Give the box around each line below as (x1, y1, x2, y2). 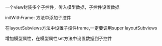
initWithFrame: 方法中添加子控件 (5, 15, 71, 21)
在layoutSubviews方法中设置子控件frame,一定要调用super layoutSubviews (5, 25, 158, 31)
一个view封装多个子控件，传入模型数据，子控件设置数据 (5, 4, 120, 10)
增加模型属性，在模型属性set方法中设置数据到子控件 (5, 36, 112, 41)
